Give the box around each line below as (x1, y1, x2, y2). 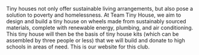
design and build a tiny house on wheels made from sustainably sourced (6, 18, 186, 25)
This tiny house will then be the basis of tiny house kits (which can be (6, 30, 179, 38)
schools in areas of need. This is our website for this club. (6, 43, 150, 50)
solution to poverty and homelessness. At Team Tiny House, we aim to (6, 11, 182, 19)
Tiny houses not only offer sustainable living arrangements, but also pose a (6, 5, 194, 12)
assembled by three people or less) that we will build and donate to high (6, 37, 185, 44)
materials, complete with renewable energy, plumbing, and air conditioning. (6, 24, 194, 31)
